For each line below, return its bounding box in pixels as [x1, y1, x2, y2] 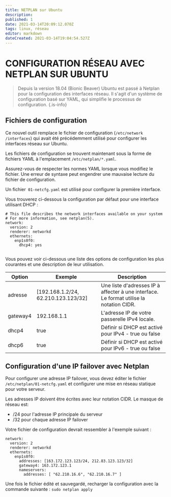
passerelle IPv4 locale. [101, 316, 155, 323]
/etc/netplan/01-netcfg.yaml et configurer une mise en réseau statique [5, 381, 156, 387]
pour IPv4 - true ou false [101, 330, 160, 337]
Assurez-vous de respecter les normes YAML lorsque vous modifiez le [5, 166, 154, 172]
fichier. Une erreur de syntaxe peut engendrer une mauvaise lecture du [5, 171, 154, 177]
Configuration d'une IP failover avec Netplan [5, 362, 149, 371]
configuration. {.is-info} [17, 101, 67, 107]
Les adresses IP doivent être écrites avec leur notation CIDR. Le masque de [5, 396, 164, 402]
